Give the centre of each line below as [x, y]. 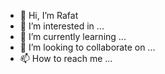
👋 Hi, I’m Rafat [49, 15]
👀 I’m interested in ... [62, 26]
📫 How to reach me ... [66, 58]
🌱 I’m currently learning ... [73, 36]
